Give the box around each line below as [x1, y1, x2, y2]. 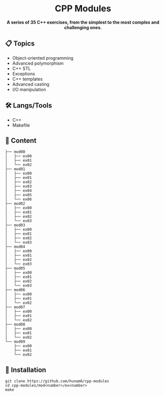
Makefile [12, 122, 30, 128]
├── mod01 [5, 167, 26, 172]
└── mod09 [5, 339, 26, 344]
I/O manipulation [12, 86, 46, 92]
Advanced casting [12, 81, 49, 87]
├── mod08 [5, 322, 26, 327]
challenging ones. [64, 24, 102, 30]
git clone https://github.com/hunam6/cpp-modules [5, 379, 110, 384]
